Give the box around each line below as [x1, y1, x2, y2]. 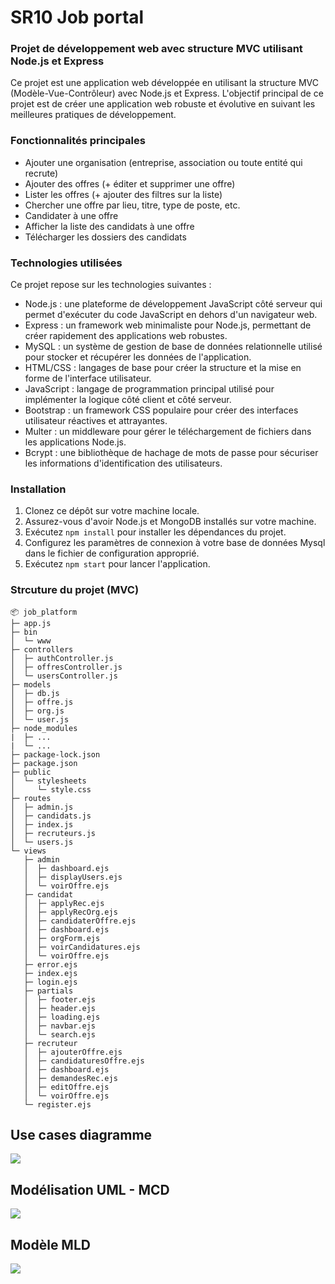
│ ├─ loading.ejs [23, 1012, 101, 1022]
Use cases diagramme [10, 1127, 153, 1144]
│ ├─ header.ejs [23, 1003, 97, 1013]
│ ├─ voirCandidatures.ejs [23, 942, 141, 952]
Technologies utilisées [10, 256, 123, 270]
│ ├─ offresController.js [10, 662, 123, 672]
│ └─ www [10, 636, 52, 646]
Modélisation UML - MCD [10, 1181, 170, 1198]
